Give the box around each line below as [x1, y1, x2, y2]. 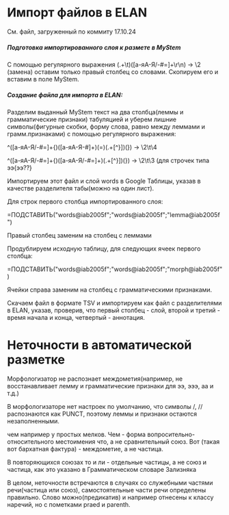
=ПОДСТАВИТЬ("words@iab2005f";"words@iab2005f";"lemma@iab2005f [7, 210, 220, 218]
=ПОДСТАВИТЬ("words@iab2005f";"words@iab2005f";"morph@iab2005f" [7, 265, 223, 273]
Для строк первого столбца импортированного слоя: [7, 197, 163, 205]
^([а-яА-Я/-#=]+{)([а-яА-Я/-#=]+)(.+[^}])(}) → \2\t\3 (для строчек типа [7, 156, 210, 164]
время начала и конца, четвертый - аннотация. [7, 313, 146, 321]
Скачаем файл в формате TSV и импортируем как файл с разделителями [7, 299, 222, 307]
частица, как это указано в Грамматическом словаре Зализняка [7, 465, 197, 473]
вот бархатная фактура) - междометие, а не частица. [7, 444, 164, 453]
